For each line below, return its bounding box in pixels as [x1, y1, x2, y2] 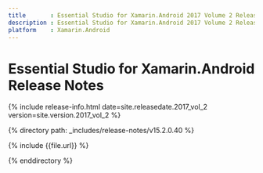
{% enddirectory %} [8, 156, 73, 165]
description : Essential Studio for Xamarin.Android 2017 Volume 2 [8, 19, 233, 27]
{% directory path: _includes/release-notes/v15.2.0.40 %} [8, 126, 194, 135]
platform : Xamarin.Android [8, 26, 110, 34]
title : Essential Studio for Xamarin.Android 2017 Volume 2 [8, 11, 233, 20]
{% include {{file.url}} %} [8, 141, 89, 150]
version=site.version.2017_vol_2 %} [8, 110, 121, 120]
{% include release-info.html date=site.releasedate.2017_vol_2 [8, 103, 208, 112]
